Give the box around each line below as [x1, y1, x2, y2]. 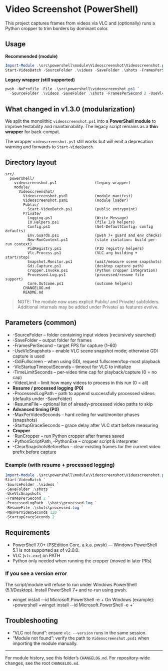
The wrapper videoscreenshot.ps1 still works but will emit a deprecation [5, 139, 153, 145]
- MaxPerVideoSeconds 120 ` [5, 510, 61, 515]
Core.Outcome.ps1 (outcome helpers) [27, 281, 133, 286]
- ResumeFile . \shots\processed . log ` [5, 505, 84, 510]
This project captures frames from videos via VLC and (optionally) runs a [5, 20, 155, 26]
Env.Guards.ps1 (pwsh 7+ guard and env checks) [27, 233, 162, 238]
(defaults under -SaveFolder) [12, 396, 72, 402]
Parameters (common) [5, 318, 77, 327]
